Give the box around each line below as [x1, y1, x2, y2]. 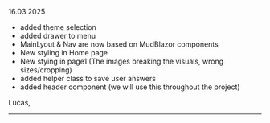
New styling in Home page [19, 48, 108, 57]
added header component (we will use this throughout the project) [19, 82, 240, 92]
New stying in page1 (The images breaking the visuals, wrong [19, 56, 224, 66]
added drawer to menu [19, 31, 96, 40]
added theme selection [19, 23, 96, 31]
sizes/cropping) [19, 65, 72, 75]
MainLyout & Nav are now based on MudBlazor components [19, 39, 219, 49]
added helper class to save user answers [19, 74, 157, 83]
